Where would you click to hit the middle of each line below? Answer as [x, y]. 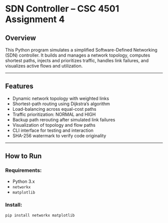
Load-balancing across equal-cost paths [54, 109]
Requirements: [23, 170]
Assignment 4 [35, 19]
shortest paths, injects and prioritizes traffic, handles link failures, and [77, 60]
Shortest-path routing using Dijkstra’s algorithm [61, 104]
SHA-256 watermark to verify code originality [59, 135]
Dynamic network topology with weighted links [60, 98]
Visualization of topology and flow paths [54, 125]
